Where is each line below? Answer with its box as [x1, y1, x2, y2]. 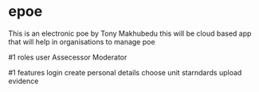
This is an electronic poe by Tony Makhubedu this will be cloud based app [8, 29, 252, 38]
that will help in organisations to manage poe [8, 36, 155, 46]
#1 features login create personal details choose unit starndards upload [8, 67, 242, 77]
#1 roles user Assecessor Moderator [8, 52, 128, 62]
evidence [8, 76, 39, 86]
